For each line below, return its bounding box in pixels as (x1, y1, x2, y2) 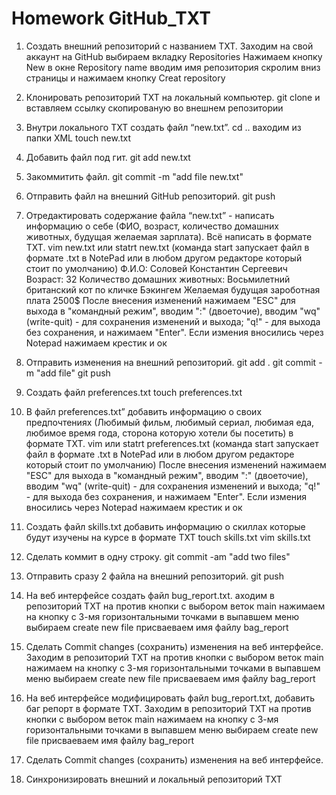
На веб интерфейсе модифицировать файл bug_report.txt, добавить (25, 692, 316, 704)
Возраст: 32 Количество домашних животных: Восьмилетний (25, 273, 291, 285)
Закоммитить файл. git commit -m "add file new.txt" (25, 170, 244, 182)
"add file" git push (35, 367, 111, 379)
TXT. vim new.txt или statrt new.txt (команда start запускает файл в (25, 241, 310, 253)
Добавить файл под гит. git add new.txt (25, 151, 191, 163)
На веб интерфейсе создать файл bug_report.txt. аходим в (25, 589, 275, 601)
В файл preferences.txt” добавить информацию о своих (25, 405, 263, 417)
